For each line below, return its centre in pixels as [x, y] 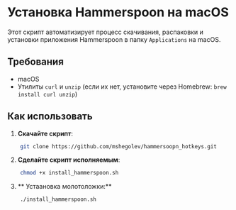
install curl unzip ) [47, 94]
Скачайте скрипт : [45, 133]
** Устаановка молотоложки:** [64, 187]
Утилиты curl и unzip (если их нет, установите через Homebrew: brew [122, 87]
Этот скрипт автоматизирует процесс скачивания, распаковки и [105, 32]
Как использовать [50, 117]
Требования [35, 62]
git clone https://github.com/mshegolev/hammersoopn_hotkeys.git [119, 146]
